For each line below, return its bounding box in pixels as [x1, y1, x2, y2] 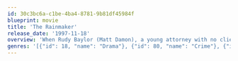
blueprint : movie [7, 17, 59, 24]
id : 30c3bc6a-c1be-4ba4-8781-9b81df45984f [7, 10, 135, 18]
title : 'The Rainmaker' [7, 23, 78, 30]
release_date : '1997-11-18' [7, 29, 91, 37]
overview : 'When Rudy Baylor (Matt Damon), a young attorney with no [7, 36, 217, 43]
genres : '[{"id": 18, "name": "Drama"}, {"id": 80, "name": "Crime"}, [7, 43, 220, 50]
